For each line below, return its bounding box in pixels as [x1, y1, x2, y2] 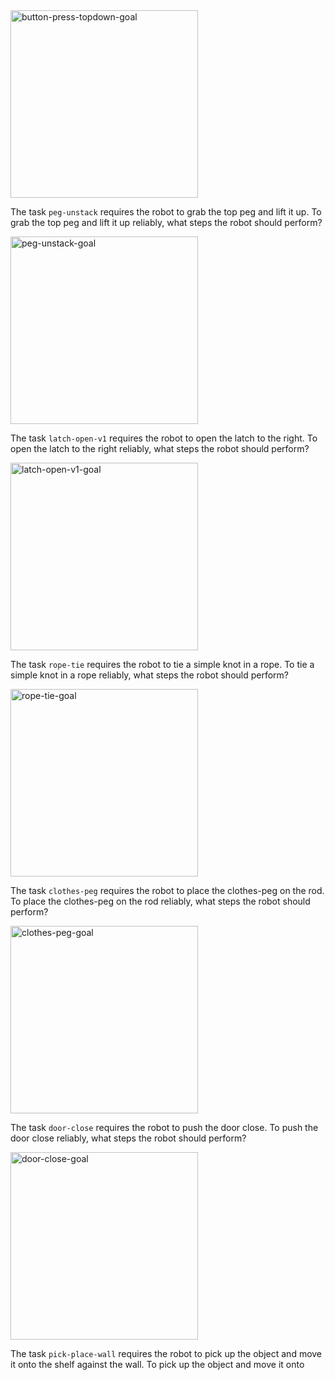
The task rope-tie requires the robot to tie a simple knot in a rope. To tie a [10, 659, 315, 670]
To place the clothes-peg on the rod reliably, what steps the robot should [10, 895, 311, 907]
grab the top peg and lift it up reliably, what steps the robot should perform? [10, 217, 323, 228]
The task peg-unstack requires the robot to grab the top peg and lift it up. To [10, 206, 322, 218]
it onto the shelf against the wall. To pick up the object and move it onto [10, 1359, 305, 1370]
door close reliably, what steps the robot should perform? [10, 1132, 247, 1144]
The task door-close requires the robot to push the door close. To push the [10, 1122, 319, 1133]
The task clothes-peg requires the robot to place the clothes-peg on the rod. [10, 885, 325, 896]
